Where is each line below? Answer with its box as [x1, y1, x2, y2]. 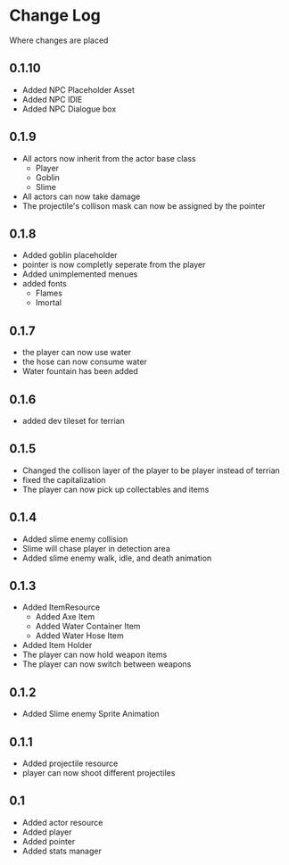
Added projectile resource [21, 758, 119, 769]
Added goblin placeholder [21, 250, 118, 261]
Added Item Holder [21, 640, 93, 651]
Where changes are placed [9, 35, 109, 46]
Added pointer [21, 836, 76, 846]
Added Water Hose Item [35, 630, 124, 641]
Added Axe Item [35, 611, 95, 622]
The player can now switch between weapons [21, 659, 192, 670]
